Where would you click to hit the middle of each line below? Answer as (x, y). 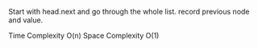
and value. (26, 20)
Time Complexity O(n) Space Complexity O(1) (84, 36)
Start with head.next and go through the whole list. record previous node (129, 12)
